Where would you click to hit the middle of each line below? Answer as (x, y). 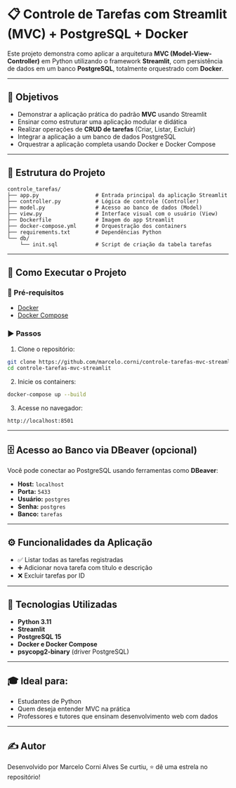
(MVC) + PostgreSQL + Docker (98, 34)
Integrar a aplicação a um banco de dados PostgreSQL (97, 136)
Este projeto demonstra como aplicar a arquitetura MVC (88, 53)
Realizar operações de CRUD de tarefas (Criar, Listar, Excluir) (106, 129)
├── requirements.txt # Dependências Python (84, 232)
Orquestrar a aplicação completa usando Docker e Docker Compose (117, 144)
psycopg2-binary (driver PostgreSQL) (73, 652)
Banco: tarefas (40, 514)
